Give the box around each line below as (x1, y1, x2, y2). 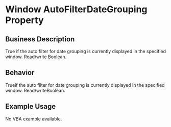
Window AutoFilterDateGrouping (5, 4, 148, 15)
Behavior (5, 68, 35, 77)
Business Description (5, 35, 75, 43)
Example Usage (5, 102, 56, 111)
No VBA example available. (5, 116, 62, 122)
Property (5, 14, 44, 26)
